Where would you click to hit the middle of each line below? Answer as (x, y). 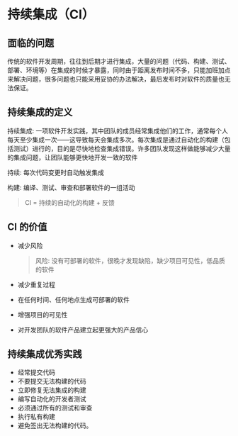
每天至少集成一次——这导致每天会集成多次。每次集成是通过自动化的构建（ (116, 140)
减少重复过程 (36, 284)
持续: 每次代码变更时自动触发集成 (56, 172)
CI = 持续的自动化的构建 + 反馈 (70, 202)
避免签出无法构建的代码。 (55, 425)
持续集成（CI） (51, 15)
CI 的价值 (27, 227)
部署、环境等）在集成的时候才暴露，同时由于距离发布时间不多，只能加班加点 (119, 70)
